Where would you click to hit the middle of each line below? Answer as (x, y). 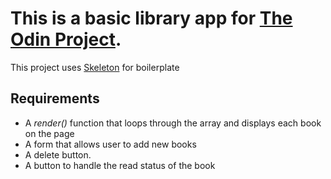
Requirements (55, 98)
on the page (49, 133)
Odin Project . (66, 39)
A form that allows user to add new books (110, 144)
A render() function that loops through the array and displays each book (173, 123)
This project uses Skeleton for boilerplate (95, 67)
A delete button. (58, 154)
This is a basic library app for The (151, 18)
